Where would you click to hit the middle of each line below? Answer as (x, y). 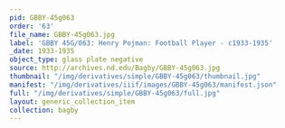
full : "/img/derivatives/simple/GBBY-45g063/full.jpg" (115, 93)
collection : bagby (44, 110)
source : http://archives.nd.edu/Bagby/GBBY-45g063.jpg (115, 69)
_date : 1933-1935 (42, 51)
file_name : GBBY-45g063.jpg (62, 34)
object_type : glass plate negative (76, 59)
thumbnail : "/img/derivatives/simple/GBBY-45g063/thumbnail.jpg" (135, 77)
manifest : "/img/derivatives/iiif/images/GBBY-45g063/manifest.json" (143, 85)
